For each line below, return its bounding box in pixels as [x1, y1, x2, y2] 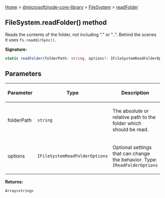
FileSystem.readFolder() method [5, 18, 107, 27]
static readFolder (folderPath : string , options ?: [5, 56, 109, 61]
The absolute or [112, 107, 149, 114]
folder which [112, 119, 141, 126]
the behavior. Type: [112, 156, 157, 163]
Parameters [5, 70, 42, 78]
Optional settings [112, 144, 152, 151]
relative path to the [112, 114, 156, 120]
